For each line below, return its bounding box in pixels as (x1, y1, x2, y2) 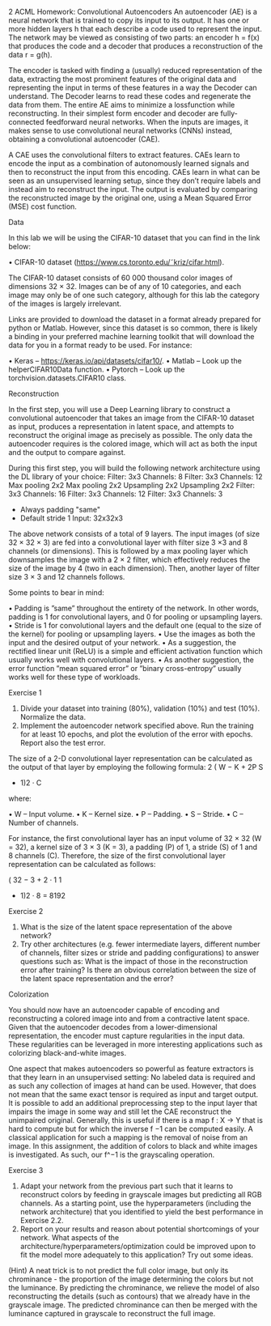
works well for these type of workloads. (8, 672, 141, 682)
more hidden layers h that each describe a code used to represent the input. (8, 24, 263, 33)
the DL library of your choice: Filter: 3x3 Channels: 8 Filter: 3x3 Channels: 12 (8, 472, 263, 481)
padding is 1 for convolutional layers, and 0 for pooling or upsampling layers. (8, 612, 263, 622)
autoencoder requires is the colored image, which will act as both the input (8, 439, 257, 448)
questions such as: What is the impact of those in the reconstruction (19, 957, 248, 966)
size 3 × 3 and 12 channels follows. (8, 572, 125, 581)
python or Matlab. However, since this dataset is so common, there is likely (8, 323, 258, 333)
